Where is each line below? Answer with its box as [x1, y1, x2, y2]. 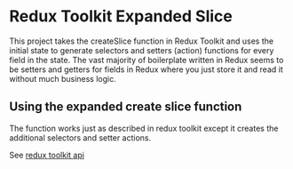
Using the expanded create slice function [9, 100, 242, 115]
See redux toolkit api [9, 149, 84, 160]
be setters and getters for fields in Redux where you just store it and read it [9, 64, 283, 75]
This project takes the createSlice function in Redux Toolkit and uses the [9, 36, 273, 46]
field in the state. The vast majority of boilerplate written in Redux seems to [9, 54, 284, 65]
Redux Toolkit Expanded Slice [9, 6, 233, 27]
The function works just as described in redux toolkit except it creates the [9, 123, 279, 133]
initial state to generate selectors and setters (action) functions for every [9, 44, 274, 55]
